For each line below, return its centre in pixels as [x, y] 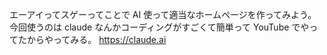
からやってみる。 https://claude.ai [96, 39]
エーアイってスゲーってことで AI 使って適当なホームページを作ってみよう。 [163, 14]
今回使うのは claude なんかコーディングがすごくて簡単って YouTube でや [159, 27]
